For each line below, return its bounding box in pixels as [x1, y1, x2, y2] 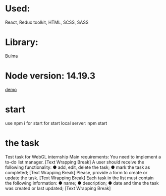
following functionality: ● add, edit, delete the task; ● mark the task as [5, 164, 150, 170]
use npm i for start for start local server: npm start [5, 120, 108, 126]
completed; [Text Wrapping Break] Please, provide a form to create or [5, 169, 148, 175]
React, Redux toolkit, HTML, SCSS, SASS [5, 19, 89, 25]
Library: [5, 37, 39, 48]
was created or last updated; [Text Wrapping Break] [5, 185, 111, 191]
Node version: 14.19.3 [5, 70, 96, 81]
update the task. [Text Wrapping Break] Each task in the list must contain [5, 175, 154, 181]
